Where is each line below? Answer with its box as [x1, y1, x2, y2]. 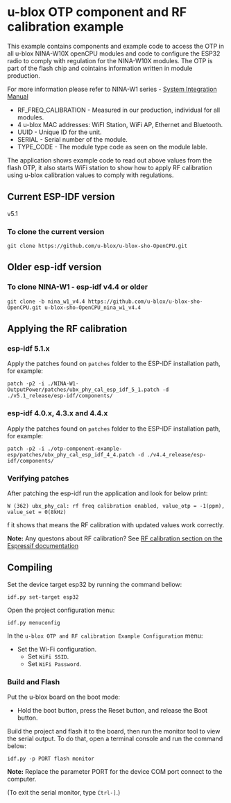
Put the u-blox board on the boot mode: [7, 693, 120, 702]
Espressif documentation [7, 542, 78, 550]
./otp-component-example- [47, 445, 123, 452]
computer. [7, 775, 37, 784]
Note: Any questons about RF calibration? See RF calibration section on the [7, 534, 223, 543]
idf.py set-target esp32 [7, 593, 79, 601]
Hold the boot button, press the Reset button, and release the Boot [17, 706, 208, 715]
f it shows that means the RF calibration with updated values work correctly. [7, 521, 225, 529]
